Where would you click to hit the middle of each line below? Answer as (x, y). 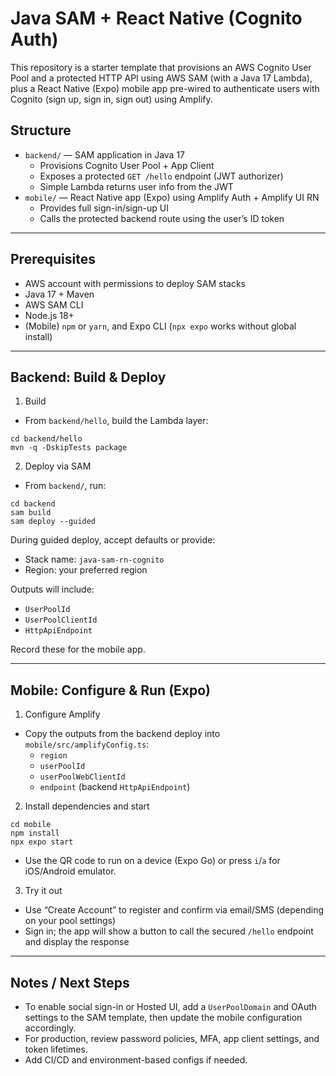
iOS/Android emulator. (70, 871)
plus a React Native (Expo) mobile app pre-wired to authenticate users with (165, 88)
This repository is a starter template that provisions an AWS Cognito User (161, 67)
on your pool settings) (70, 921)
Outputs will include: (52, 589)
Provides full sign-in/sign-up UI (104, 208)
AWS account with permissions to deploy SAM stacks (135, 283)
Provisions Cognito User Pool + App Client (127, 165)
